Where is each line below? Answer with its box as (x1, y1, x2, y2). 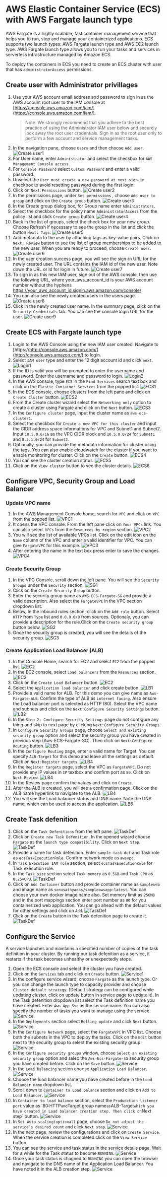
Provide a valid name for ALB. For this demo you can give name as (12, 690, 149, 696)
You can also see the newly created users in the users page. (12, 292, 136, 298)
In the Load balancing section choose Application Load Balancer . (12, 1066, 148, 1072)
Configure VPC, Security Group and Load (5, 477, 135, 485)
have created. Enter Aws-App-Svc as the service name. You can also (12, 1003, 150, 1009)
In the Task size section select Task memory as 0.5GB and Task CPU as (12, 870, 153, 877)
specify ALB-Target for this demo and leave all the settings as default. (12, 753, 155, 759)
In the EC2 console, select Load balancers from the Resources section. (12, 669, 156, 675)
